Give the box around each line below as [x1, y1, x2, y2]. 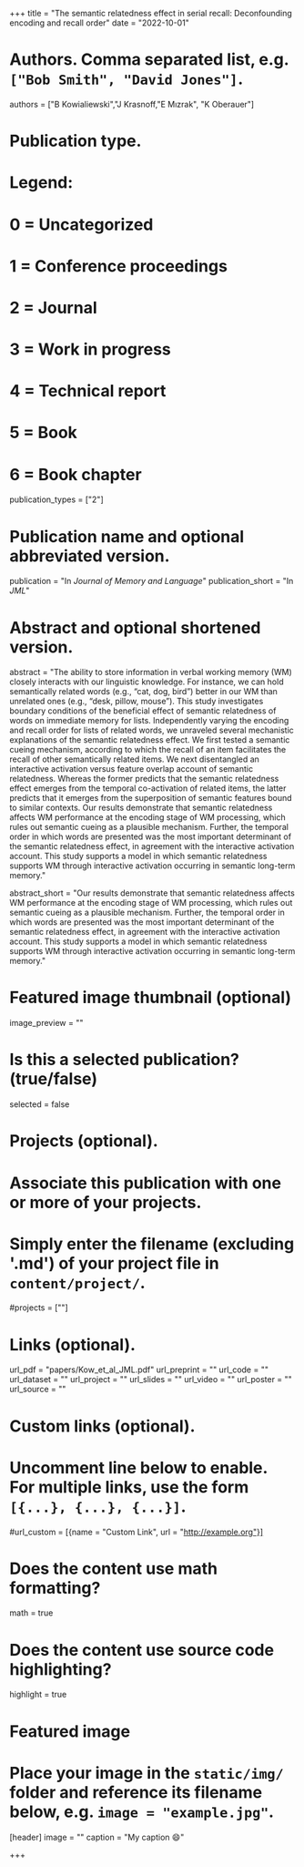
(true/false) [9, 1069, 98, 1090]
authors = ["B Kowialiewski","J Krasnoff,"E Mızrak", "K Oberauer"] [9, 98, 255, 109]
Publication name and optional [9, 526, 245, 547]
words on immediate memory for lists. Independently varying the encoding [9, 715, 289, 726]
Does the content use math [9, 1558, 218, 1579]
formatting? [9, 1577, 101, 1598]
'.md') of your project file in [9, 1253, 220, 1274]
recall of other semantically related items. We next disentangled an [9, 754, 259, 764]
